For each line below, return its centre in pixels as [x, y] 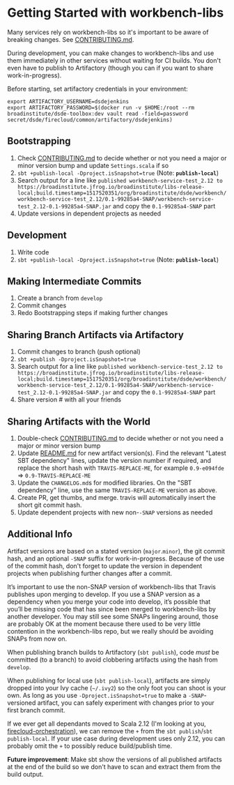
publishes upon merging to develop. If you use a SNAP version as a [104, 594]
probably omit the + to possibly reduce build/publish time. [90, 746]
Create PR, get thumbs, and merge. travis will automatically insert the [116, 497]
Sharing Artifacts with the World [79, 421]
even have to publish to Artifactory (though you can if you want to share [110, 68]
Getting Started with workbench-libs [116, 13]
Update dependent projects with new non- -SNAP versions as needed [115, 512]
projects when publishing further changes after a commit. [90, 573]
